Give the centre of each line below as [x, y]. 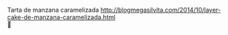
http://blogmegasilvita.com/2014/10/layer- [161, 10]
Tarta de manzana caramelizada [53, 10]
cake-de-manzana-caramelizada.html [62, 17]
